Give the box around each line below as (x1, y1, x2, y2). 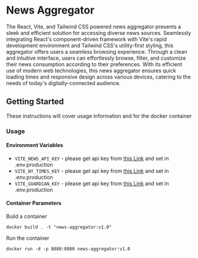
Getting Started (6, 97, 64, 107)
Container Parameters (6, 200, 62, 207)
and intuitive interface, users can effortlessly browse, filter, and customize (6, 54, 186, 61)
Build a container (6, 213, 47, 220)
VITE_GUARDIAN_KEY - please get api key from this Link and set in (14, 179, 169, 187)
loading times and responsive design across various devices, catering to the (6, 73, 192, 80)
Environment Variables (6, 142, 64, 149)
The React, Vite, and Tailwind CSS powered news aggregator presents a (6, 23, 181, 30)
